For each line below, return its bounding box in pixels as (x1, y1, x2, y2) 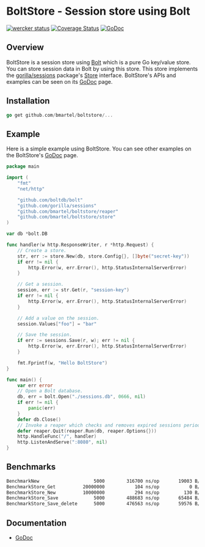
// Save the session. (17, 332, 72, 338)
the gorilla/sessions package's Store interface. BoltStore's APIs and (6, 72, 176, 79)
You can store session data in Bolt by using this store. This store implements (6, 65, 198, 72)
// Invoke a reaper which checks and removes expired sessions (17, 422, 182, 428)
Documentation (6, 518, 67, 528)
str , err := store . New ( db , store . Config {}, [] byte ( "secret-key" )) (17, 253, 190, 259)
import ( (6, 174, 29, 181)
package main (6, 163, 40, 169)
